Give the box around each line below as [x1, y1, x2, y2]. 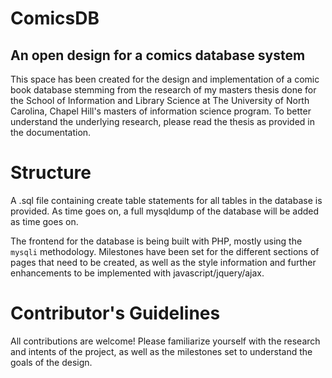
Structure [10, 162, 92, 184]
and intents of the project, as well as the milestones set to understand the [10, 345, 313, 357]
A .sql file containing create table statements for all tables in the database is [10, 194, 323, 206]
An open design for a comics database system [10, 47, 306, 64]
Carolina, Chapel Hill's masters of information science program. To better [10, 105, 312, 117]
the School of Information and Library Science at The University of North [10, 95, 310, 106]
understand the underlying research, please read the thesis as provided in [10, 116, 316, 127]
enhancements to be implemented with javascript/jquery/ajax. [10, 267, 265, 279]
